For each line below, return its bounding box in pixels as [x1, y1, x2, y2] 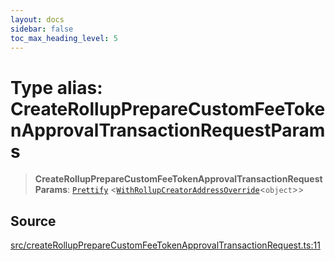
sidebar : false [10, 24, 74, 34]
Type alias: [10, 76, 103, 99]
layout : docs [10, 14, 65, 25]
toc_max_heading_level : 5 [10, 33, 118, 43]
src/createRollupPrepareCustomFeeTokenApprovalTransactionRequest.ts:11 [10, 239, 321, 251]
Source [10, 212, 57, 230]
